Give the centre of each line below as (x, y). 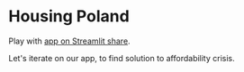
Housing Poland (69, 16)
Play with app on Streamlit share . (70, 41)
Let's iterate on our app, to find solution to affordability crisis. (122, 58)
